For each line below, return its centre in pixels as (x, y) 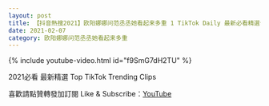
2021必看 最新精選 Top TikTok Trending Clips (82, 77)
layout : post (30, 16)
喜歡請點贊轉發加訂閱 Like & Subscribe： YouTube (90, 94)
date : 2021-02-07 (37, 30)
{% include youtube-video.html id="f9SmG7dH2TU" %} (100, 61)
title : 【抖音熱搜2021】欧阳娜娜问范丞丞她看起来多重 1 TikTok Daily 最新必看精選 (134, 23)
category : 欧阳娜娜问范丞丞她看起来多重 (68, 38)
